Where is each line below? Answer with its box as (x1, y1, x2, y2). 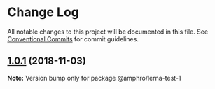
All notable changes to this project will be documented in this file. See (7, 27, 209, 36)
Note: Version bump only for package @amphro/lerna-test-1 (7, 74, 181, 82)
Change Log (7, 4, 79, 20)
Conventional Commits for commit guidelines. (7, 34, 139, 43)
